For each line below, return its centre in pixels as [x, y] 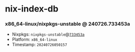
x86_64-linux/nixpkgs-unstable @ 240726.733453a [67, 24]
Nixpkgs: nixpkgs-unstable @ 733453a [48, 34]
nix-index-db [32, 9]
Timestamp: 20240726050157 [40, 45]
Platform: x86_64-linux [35, 39]
